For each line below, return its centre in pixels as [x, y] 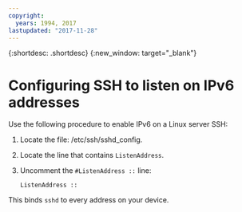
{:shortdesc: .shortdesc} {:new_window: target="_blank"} [103, 53]
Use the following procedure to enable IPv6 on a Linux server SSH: [118, 124]
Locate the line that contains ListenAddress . [92, 155]
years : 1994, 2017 [46, 23]
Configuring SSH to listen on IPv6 [121, 85]
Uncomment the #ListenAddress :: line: [85, 171]
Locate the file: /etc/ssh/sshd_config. [81, 139]
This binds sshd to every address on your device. [89, 200]
